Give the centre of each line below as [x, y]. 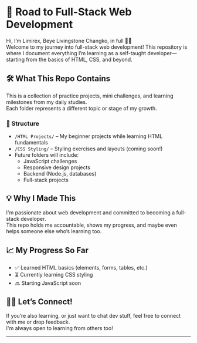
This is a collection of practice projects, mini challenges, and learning [90, 96]
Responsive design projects [57, 167]
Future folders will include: [47, 155]
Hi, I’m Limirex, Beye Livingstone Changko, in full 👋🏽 [69, 41]
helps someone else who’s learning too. [54, 231]
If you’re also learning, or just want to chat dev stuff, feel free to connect [93, 316]
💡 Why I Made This [41, 198]
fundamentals [31, 143]
